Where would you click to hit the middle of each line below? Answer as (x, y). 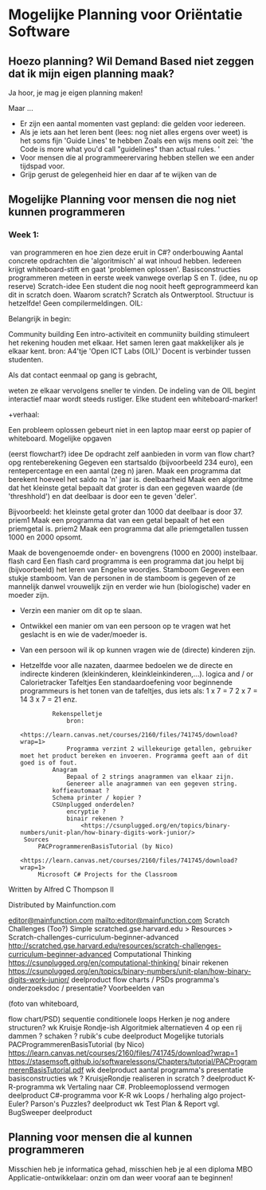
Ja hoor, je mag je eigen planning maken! (76, 93)
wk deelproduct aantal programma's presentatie (164, 1069)
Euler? (19, 1104)
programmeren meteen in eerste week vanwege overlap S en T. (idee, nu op (133, 278)
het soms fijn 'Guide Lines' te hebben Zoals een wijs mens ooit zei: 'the (137, 140)
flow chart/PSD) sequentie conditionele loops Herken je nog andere (119, 1018)
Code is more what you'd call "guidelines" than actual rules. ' (120, 149)
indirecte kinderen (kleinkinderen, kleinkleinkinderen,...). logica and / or (136, 674)
